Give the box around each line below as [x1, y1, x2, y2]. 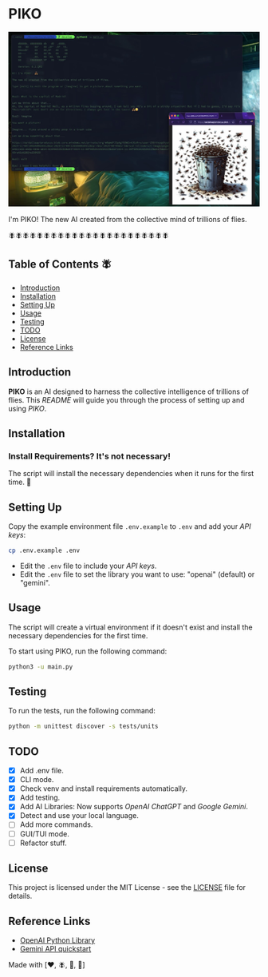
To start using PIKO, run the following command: [8, 646, 167, 656]
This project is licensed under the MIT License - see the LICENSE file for [8, 883, 246, 892]
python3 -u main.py [8, 662, 73, 671]
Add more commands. [19, 820, 93, 829]
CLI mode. [19, 775, 54, 784]
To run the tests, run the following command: [8, 706, 156, 716]
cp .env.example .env [8, 546, 81, 554]
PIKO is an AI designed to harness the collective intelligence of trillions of [8, 387, 250, 396]
